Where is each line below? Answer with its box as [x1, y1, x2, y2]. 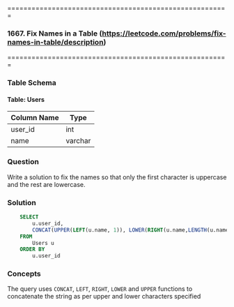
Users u [32, 239, 54, 246]
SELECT [19, 214, 39, 220]
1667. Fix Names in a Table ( [7, 29, 102, 38]
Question [7, 157, 40, 167]
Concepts [7, 269, 42, 279]
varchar [65, 136, 91, 146]
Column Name [10, 113, 59, 123]
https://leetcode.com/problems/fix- [102, 29, 226, 38]
